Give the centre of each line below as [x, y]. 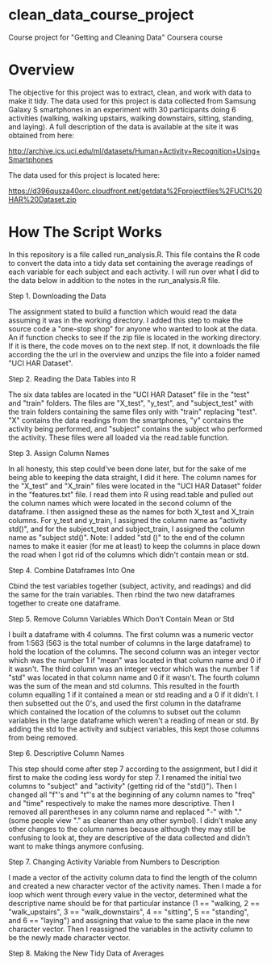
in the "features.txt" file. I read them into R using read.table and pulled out [131, 494]
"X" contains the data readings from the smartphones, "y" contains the [126, 420]
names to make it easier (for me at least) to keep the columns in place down [134, 546]
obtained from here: [42, 135]
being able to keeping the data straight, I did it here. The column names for [132, 477]
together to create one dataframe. [65, 603]
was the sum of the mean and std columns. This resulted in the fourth [124, 685]
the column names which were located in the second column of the [120, 503]
